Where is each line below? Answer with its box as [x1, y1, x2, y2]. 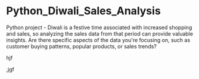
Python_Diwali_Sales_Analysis [6, 4, 161, 18]
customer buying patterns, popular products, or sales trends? [6, 43, 157, 50]
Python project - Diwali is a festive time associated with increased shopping [6, 24, 192, 31]
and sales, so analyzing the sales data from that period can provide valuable [6, 30, 194, 37]
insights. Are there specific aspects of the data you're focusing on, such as [6, 36, 191, 43]
